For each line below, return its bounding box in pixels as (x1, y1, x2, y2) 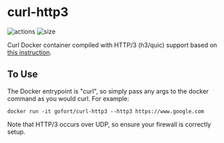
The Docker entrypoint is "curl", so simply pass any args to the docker (7, 86, 209, 95)
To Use (7, 68, 38, 80)
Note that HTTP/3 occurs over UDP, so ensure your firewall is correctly (7, 120, 211, 128)
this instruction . (7, 48, 52, 57)
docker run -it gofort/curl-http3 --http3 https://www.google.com (7, 107, 204, 115)
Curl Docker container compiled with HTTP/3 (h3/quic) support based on (7, 40, 218, 49)
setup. (7, 127, 26, 136)
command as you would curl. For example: (7, 94, 129, 103)
